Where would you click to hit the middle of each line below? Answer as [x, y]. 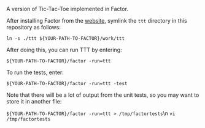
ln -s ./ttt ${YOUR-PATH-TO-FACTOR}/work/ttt [65, 39]
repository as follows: [34, 27]
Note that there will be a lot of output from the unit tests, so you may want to [103, 95]
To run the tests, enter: [35, 72]
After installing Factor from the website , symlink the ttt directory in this [97, 21]
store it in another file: [34, 101]
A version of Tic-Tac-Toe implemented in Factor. [68, 9]
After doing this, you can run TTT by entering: [64, 50]
